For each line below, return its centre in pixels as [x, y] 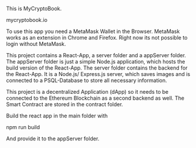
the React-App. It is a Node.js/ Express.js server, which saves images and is [98, 74]
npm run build [23, 127]
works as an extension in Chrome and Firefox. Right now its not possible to [97, 37]
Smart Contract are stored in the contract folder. [65, 104]
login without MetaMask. [36, 44]
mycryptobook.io [27, 20]
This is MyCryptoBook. [34, 9]
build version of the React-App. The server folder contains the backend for [97, 68]
